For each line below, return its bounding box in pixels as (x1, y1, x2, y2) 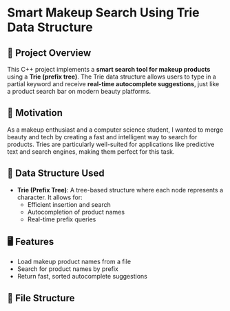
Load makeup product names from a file (17, 257, 132, 266)
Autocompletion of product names (27, 208, 125, 216)
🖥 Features (7, 236, 54, 248)
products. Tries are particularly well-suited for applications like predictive (7, 140, 215, 148)
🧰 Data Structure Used (7, 168, 105, 179)
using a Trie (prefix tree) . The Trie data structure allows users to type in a (7, 72, 217, 81)
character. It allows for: (17, 193, 83, 201)
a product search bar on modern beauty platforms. (7, 88, 151, 95)
